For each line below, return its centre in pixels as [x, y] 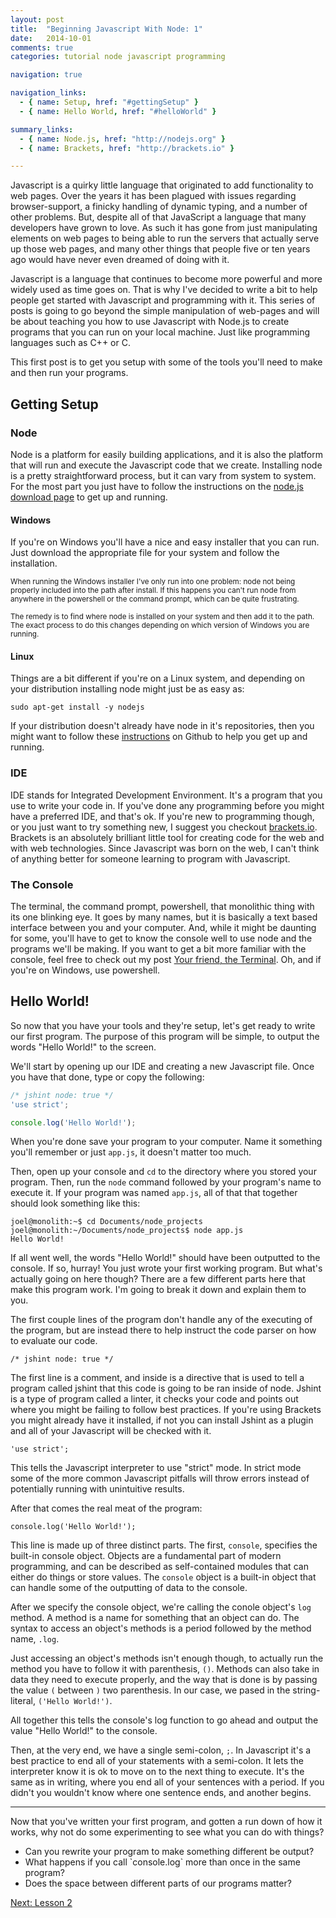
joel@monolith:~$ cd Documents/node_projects [106, 1222]
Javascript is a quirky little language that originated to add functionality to [162, 185]
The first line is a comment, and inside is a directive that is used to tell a [157, 1378]
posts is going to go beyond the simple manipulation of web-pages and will [165, 311]
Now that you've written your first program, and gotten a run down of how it [166, 1822]
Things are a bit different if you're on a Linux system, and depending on [157, 678]
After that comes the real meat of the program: [106, 1508]
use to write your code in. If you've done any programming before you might [167, 805]
